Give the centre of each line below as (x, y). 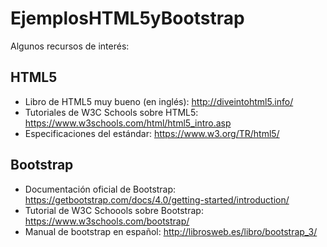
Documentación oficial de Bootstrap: (100, 189)
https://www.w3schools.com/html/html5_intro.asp (128, 123)
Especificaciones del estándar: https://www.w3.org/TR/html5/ (152, 133)
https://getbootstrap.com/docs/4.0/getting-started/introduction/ (157, 199)
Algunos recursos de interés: (70, 46)
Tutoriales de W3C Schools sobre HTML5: (111, 112)
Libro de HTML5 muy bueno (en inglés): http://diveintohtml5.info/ (159, 101)
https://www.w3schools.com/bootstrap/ (107, 221)
